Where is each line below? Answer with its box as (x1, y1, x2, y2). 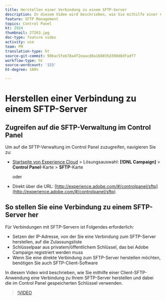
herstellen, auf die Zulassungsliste (12, 239, 83, 244)
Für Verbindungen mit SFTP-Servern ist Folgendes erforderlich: (5, 224, 134, 230)
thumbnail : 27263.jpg (5, 30, 50, 35)
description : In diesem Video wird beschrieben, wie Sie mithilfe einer (5, 12, 158, 17)
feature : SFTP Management (5, 16, 58, 21)
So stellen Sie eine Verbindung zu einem (5, 203, 132, 211)
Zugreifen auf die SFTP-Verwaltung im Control (5, 123, 151, 131)
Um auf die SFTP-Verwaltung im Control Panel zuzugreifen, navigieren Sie (5, 144, 156, 150)
